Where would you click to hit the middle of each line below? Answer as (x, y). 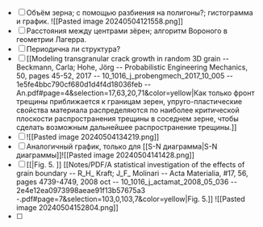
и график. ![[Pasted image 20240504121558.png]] (100, 21)
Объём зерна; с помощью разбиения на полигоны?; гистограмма (140, 13)
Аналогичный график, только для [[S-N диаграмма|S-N (122, 146)
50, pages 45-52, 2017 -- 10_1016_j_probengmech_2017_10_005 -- (125, 76)
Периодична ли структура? (73, 49)
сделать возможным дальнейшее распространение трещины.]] (126, 127)
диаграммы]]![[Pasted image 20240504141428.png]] (105, 155)
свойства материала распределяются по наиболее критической (127, 110)
